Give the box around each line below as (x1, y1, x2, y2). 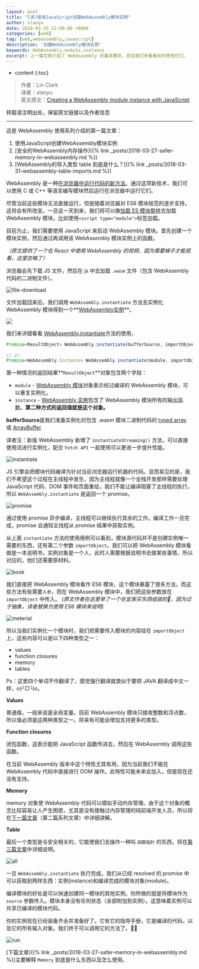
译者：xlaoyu (20, 88, 53, 95)
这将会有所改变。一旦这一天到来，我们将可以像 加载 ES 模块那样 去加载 (6, 207, 176, 214)
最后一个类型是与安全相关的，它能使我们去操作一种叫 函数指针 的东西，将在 (6, 839, 188, 846)
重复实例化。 (20, 389, 52, 396)
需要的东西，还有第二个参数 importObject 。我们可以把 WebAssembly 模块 (6, 542, 187, 549)
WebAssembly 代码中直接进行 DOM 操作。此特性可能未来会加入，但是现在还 (6, 768, 193, 775)
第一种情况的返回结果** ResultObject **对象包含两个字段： (6, 369, 147, 377)
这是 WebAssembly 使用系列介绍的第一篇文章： (6, 127, 122, 134)
